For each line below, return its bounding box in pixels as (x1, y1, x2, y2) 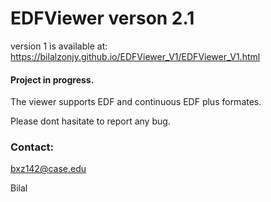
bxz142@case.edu (10, 163, 87, 175)
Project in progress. (10, 73, 95, 86)
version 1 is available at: (10, 40, 108, 52)
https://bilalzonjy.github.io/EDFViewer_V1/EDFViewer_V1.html (10, 50, 261, 62)
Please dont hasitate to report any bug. (10, 115, 171, 127)
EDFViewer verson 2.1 (10, 7, 195, 30)
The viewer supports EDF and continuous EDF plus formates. (10, 96, 262, 108)
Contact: (10, 140, 54, 154)
